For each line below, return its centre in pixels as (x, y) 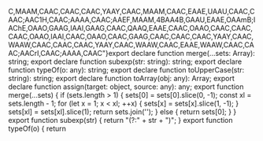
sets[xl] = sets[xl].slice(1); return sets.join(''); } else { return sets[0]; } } (122, 112)
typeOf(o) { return (37, 128)
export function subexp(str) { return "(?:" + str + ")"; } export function (121, 120)
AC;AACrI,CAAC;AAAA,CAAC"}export (69, 53)
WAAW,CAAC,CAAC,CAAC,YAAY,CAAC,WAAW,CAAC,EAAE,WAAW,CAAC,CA (131, 45)
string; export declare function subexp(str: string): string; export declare (125, 61)
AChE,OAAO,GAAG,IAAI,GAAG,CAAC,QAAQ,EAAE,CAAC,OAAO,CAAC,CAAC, (131, 28)
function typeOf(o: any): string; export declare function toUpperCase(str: (126, 70)
